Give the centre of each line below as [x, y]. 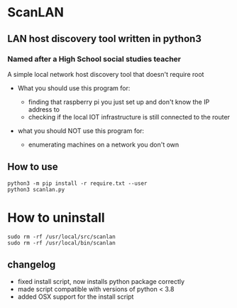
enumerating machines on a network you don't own [104, 144]
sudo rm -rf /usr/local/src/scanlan [61, 237]
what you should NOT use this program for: [81, 131]
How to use [33, 167]
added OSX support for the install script [76, 297]
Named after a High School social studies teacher [94, 59]
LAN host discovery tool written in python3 [105, 39]
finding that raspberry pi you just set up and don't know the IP [119, 102]
